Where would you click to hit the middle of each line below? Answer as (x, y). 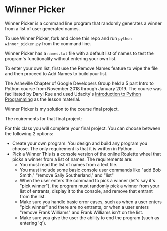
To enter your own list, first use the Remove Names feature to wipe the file (82, 68)
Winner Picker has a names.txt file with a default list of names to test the (79, 53)
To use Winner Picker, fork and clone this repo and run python (69, 38)
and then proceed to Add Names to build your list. (56, 73)
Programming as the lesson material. (43, 99)
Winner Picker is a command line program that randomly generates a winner (84, 23)
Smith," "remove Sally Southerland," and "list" (67, 175)
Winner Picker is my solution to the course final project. (62, 109)
